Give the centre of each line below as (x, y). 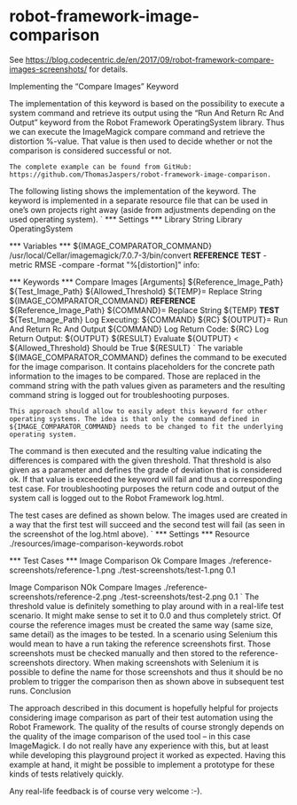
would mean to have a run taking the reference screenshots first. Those (140, 644)
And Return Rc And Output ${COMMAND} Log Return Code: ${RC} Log (139, 329)
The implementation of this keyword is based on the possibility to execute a (147, 103)
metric (21, 264)
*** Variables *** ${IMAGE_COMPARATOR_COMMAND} (111, 246)
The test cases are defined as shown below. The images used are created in (148, 515)
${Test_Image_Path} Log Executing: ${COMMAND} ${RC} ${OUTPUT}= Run (148, 319)
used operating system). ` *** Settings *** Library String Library (126, 219)
